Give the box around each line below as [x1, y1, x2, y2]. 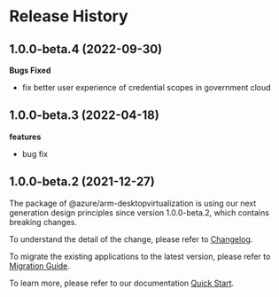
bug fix [21, 148, 49, 159]
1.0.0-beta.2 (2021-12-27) [9, 175, 155, 190]
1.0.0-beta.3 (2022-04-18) [9, 108, 159, 123]
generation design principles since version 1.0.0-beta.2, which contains [9, 207, 270, 218]
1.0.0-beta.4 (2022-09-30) [9, 42, 163, 57]
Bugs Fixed [9, 65, 51, 75]
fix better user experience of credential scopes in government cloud [21, 82, 272, 92]
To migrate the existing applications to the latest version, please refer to [9, 251, 271, 262]
